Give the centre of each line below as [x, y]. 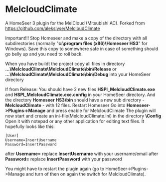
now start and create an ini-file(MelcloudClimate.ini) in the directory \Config [83, 115]
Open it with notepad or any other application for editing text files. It [75, 121]
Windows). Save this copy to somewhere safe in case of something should [82, 48]
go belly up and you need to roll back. [44, 54]
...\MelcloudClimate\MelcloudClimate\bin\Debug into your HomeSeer [78, 74]
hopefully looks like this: [30, 126]
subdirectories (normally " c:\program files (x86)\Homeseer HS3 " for [77, 43]
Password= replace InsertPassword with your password [64, 159]
